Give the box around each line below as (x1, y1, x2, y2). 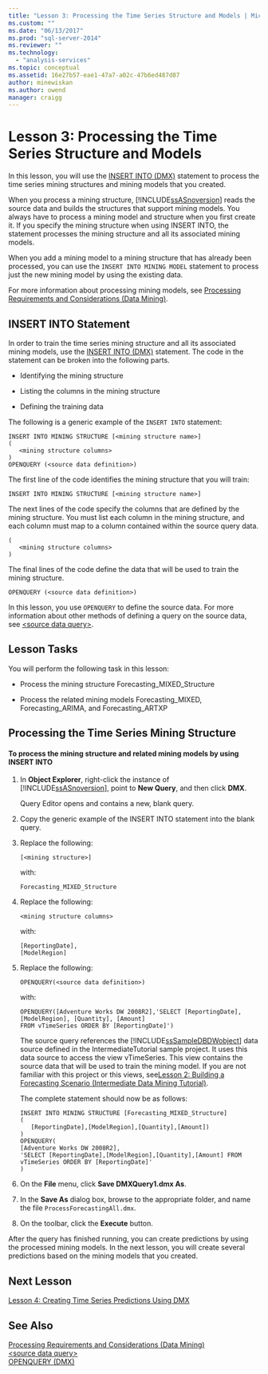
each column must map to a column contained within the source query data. (8, 521, 259, 530)
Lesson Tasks (8, 642, 78, 656)
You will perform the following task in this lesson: (8, 664, 170, 673)
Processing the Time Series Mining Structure (8, 726, 237, 740)
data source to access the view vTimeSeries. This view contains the (19, 1053, 243, 1062)
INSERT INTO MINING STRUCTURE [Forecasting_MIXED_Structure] (19, 1110, 228, 1118)
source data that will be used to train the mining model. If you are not (19, 1062, 246, 1071)
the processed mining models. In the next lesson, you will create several (8, 1243, 246, 1253)
